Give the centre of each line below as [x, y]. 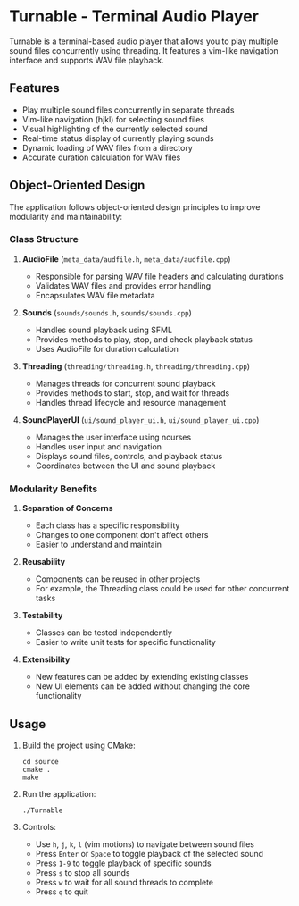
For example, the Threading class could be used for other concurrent [162, 589]
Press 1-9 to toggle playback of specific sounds [123, 863]
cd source [41, 761]
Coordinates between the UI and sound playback [125, 466]
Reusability [43, 562]
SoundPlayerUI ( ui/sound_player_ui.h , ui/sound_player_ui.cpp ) [141, 419]
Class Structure [44, 239]
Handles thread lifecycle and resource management [130, 402]
